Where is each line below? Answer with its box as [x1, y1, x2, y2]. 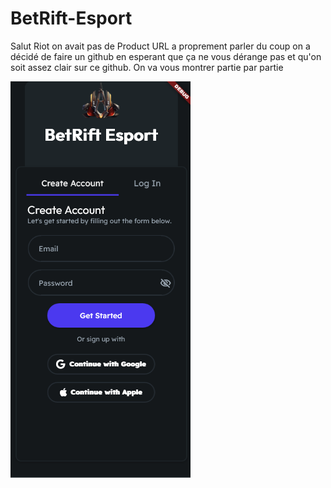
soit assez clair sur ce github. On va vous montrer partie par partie [10, 61, 284, 73]
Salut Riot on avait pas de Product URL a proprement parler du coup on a [10, 40, 311, 52]
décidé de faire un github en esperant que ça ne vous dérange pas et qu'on [10, 50, 322, 62]
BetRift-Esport [10, 7, 133, 30]
